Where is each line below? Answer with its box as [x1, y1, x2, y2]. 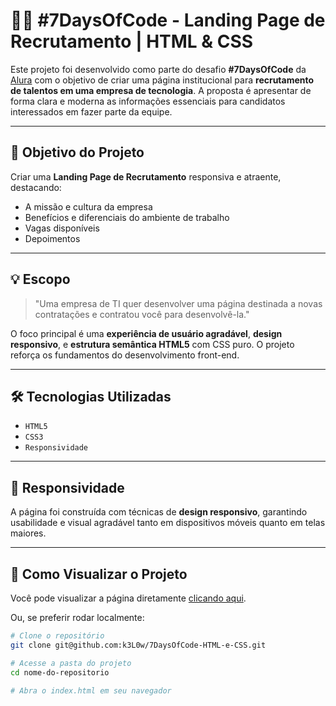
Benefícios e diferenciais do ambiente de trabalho [24, 211, 230, 223]
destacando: [10, 181, 62, 193]
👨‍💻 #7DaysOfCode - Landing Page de [10, 9, 326, 32]
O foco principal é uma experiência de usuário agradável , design [10, 327, 283, 339]
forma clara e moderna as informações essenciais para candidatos [10, 95, 286, 107]
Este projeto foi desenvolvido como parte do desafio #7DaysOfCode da [10, 63, 307, 75]
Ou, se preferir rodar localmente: [10, 612, 145, 623]
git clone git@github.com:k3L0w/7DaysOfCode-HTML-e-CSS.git [10, 640, 267, 650]
